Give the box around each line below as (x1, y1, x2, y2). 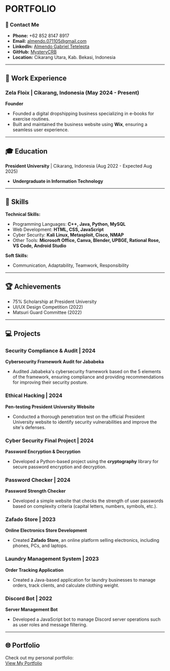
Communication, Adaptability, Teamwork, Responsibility (12, 262, 129, 268)
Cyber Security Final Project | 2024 (5, 437, 94, 444)
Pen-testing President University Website (5, 404, 95, 410)
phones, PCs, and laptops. (12, 542, 68, 549)
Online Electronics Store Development (5, 527, 87, 534)
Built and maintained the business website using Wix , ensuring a (12, 121, 148, 128)
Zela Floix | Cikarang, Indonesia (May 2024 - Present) (5, 89, 140, 96)
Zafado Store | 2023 (5, 516, 56, 523)
